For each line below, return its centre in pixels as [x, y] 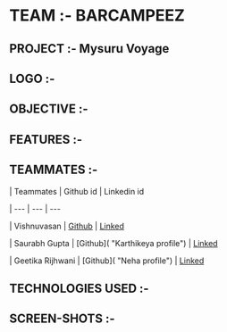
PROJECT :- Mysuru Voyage [89, 49]
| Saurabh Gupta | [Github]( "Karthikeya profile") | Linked [113, 243]
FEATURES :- [46, 139]
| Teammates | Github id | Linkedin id [77, 191]
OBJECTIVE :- [49, 109]
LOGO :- [32, 78]
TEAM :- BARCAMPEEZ [97, 16]
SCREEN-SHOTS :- [62, 319]
